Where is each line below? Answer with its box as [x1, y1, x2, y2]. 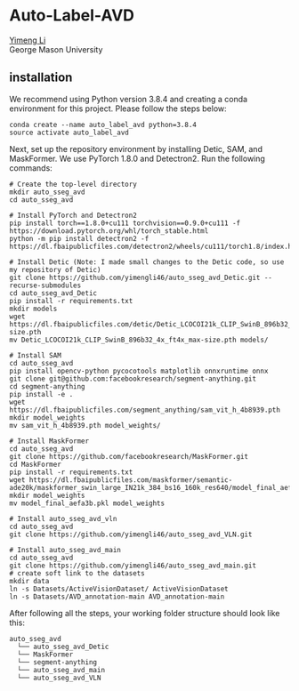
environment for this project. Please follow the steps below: [9, 103, 227, 114]
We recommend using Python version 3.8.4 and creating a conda [9, 93, 247, 104]
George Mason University [9, 44, 103, 54]
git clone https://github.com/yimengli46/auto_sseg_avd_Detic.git [9, 273, 261, 282]
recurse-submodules [9, 281, 82, 290]
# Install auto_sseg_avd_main [9, 545, 122, 554]
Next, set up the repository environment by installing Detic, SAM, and [9, 143, 263, 154]
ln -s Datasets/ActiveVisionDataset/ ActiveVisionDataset [9, 584, 229, 593]
